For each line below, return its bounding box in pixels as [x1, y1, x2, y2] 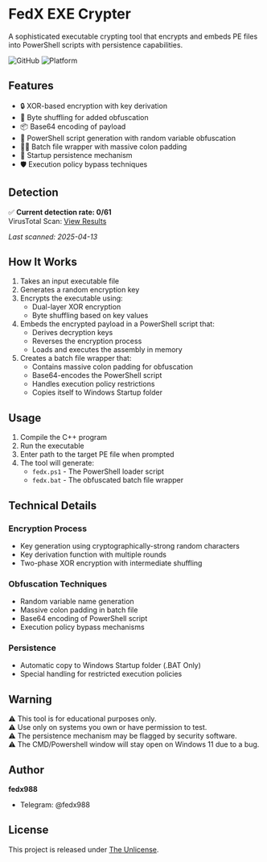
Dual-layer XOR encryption [31, 302, 121, 312]
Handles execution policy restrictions [31, 379, 155, 389]
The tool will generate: [19, 458, 95, 468]
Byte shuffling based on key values [31, 311, 149, 321]
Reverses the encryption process [31, 336, 142, 346]
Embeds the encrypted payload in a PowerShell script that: [19, 319, 215, 329]
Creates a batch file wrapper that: [19, 354, 132, 363]
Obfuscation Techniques [8, 578, 107, 589]
